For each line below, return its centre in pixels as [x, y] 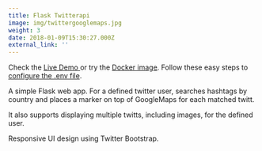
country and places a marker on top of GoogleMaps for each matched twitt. [131, 100]
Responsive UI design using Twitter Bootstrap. [84, 138]
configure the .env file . [45, 76]
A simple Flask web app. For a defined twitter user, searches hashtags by [128, 91]
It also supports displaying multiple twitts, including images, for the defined [131, 115]
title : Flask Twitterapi [49, 15]
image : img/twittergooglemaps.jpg [65, 23]
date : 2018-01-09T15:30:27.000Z [61, 38]
